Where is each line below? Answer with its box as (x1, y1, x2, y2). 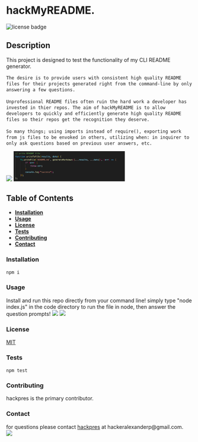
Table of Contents (6, 193, 74, 203)
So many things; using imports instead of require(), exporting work (6, 128, 182, 134)
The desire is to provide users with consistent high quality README (6, 75, 182, 81)
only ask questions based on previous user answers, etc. (6, 140, 152, 146)
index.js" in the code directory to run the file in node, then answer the (6, 303, 176, 310)
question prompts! (6, 310, 51, 317)
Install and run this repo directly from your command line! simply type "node (6, 297, 192, 304)
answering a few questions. (6, 87, 76, 93)
